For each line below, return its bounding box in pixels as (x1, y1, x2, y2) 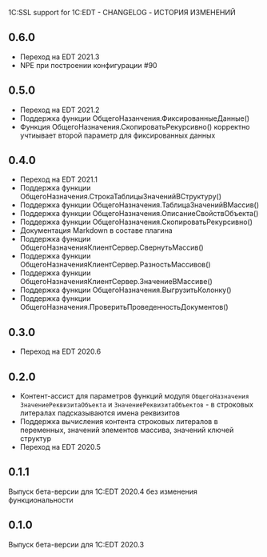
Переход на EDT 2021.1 (19, 174, 98, 184)
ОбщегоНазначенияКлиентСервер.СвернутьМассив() (19, 242, 204, 252)
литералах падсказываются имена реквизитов (19, 408, 180, 418)
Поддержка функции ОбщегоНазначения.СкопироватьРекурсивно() (19, 217, 253, 227)
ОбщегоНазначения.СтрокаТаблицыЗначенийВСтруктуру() (19, 192, 222, 202)
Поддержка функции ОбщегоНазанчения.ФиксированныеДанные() (19, 113, 250, 123)
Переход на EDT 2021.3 (19, 52, 100, 62)
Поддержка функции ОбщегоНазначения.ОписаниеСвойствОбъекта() (19, 209, 259, 218)
